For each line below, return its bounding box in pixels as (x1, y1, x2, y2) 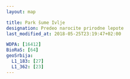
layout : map (6, 8, 36, 15)
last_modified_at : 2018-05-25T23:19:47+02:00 (6, 31, 121, 37)
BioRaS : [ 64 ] (6, 47, 39, 53)
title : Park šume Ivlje (6, 19, 66, 26)
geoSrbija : (6, 53, 33, 59)
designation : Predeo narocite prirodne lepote (6, 25, 124, 31)
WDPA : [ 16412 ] (6, 41, 42, 48)
